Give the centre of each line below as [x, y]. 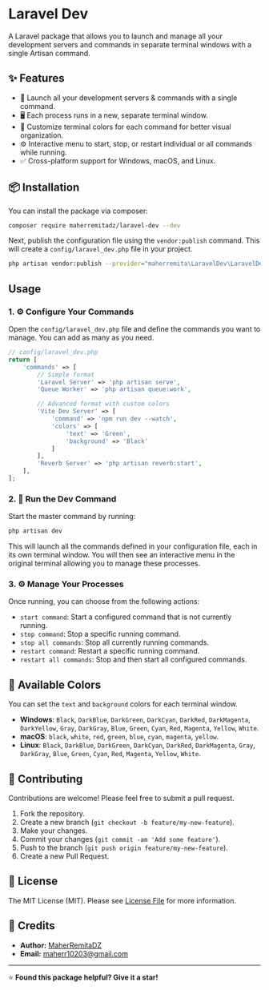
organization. [42, 135]
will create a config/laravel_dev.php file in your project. [100, 249]
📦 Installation [44, 188]
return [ [23, 360]
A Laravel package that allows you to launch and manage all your [115, 36]
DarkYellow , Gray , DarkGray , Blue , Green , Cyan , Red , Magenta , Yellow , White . [139, 728]
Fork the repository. [52, 813]
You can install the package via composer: [78, 211]
